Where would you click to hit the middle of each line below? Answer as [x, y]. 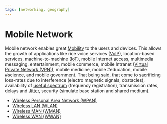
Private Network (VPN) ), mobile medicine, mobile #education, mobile [76, 69]
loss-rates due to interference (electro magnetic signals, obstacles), [75, 80]
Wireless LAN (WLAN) [35, 106]
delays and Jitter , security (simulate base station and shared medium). [77, 91]
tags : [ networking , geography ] [38, 10]
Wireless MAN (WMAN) [37, 111]
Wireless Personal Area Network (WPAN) [55, 100]
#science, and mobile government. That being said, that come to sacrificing [83, 75]
